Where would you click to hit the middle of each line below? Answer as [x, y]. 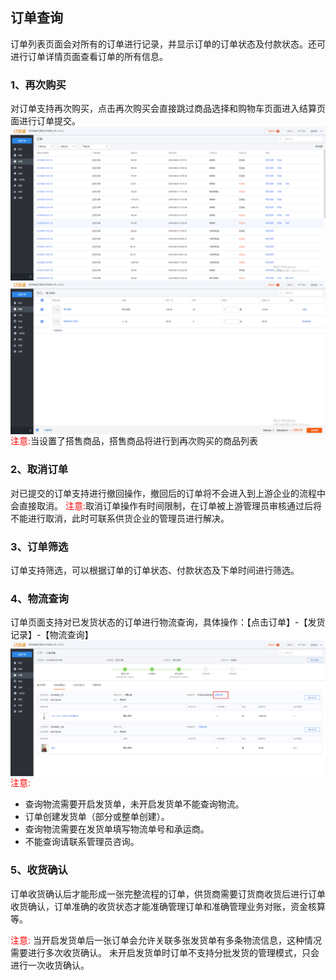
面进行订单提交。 [45, 121]
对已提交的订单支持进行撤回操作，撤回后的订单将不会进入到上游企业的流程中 [168, 493]
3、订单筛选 [39, 546]
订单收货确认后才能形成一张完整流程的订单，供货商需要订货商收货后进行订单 [168, 894]
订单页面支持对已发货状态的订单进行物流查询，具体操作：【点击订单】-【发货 [168, 622]
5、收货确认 [39, 870]
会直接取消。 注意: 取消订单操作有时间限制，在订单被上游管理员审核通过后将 [166, 505]
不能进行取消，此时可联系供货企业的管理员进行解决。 [120, 518]
